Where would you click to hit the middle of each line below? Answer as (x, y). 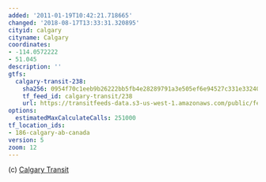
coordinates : (30, 45)
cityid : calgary (35, 30)
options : (23, 111)
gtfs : (17, 74)
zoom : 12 (23, 147)
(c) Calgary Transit (39, 169)
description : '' (35, 67)
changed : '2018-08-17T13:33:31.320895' (74, 23)
